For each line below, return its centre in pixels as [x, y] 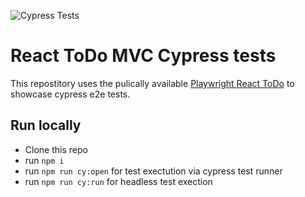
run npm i [44, 160]
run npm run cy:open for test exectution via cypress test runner [153, 171]
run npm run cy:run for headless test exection [118, 181]
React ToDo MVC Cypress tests [143, 56]
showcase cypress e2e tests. [70, 94]
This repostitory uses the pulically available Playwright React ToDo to [152, 83]
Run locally [46, 125]
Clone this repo [56, 149]
